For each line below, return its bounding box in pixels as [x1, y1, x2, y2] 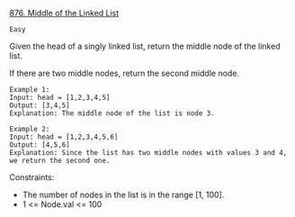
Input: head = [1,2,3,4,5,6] [9, 132, 119, 141]
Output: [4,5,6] [9, 140, 70, 149]
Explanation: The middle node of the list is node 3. [9, 109, 216, 118]
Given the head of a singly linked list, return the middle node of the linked [9, 41, 281, 51]
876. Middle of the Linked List [9, 8, 120, 18]
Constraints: [9, 172, 55, 183]
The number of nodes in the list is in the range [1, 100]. [22, 189, 225, 200]
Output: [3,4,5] [9, 101, 70, 110]
